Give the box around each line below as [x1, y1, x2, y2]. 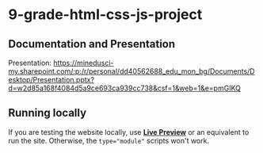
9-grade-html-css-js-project [8, 6, 203, 24]
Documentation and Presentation [8, 37, 176, 51]
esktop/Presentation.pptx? [8, 75, 95, 84]
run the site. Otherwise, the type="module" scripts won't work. [8, 136, 210, 145]
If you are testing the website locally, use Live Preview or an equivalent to [8, 127, 250, 136]
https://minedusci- [53, 58, 114, 67]
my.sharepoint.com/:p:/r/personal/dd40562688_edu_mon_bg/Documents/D [8, 67, 255, 76]
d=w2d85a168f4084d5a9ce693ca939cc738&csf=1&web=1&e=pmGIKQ [8, 83, 242, 93]
